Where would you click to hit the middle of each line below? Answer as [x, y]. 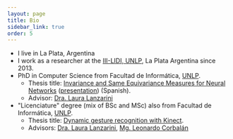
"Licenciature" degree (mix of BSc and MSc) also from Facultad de [114, 105]
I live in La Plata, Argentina [56, 53]
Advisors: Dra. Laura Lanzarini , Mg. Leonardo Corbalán [108, 128]
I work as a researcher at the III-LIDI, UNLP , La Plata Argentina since [116, 61]
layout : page [26, 14]
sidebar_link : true [36, 27]
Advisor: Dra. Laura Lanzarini [70, 98]
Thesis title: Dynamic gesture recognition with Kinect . [106, 121]
